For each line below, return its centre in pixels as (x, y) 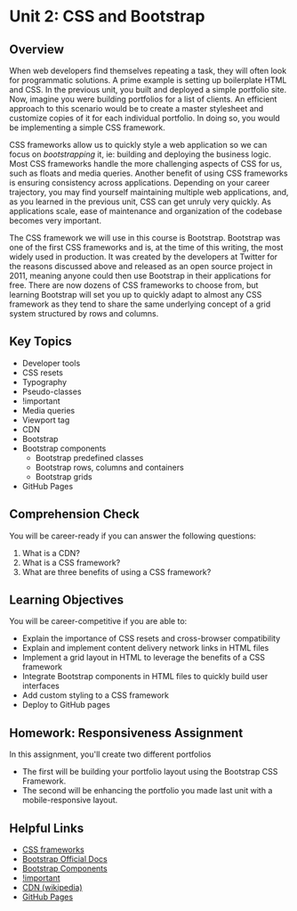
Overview (37, 49)
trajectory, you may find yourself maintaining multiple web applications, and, (149, 192)
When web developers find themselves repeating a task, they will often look (148, 70)
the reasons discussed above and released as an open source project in (141, 266)
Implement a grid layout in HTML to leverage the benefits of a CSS (143, 658)
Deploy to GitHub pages (66, 705)
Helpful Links (47, 828)
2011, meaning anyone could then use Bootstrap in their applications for (140, 275)
